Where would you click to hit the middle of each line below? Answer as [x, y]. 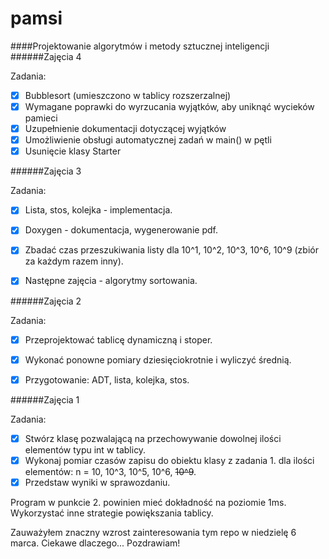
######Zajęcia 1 [45, 399]
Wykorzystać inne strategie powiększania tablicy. [112, 513]
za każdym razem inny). [74, 261]
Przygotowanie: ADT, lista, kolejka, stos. [107, 379]
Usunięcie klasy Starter [73, 151]
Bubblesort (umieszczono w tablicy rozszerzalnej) [128, 95]
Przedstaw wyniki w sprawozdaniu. [97, 482]
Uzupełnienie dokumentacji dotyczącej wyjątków [125, 129]
